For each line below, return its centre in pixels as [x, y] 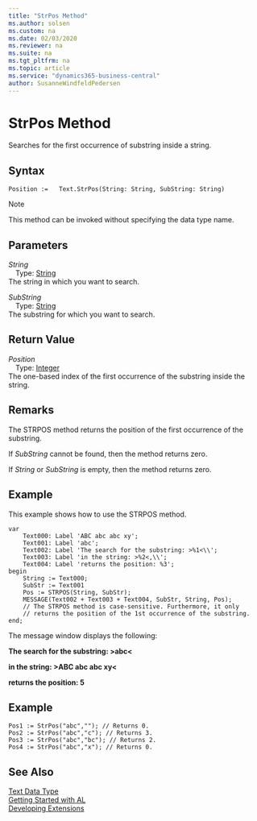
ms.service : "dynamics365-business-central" [84, 76]
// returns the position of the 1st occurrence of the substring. [137, 613]
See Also [31, 771]
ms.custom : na [32, 31]
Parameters [38, 245]
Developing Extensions [46, 809]
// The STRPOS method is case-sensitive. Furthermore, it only [131, 606]
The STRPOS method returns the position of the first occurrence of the [126, 429]
